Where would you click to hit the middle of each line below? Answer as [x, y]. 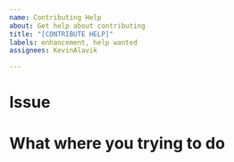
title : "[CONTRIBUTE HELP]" [62, 34]
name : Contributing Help [55, 17]
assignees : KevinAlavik [54, 51]
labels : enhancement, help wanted [74, 42]
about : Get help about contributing [77, 26]
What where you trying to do [117, 143]
